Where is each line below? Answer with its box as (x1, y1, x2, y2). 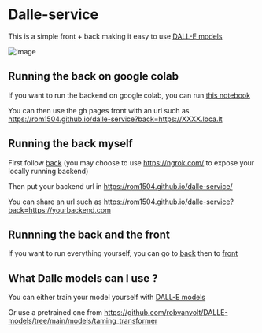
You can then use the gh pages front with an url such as (8, 105, 190, 115)
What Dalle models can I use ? (8, 272, 158, 285)
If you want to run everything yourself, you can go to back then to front (8, 249, 238, 258)
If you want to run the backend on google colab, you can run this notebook (8, 91, 250, 100)
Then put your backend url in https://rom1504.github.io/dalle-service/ (8, 181, 234, 191)
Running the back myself (8, 137, 134, 150)
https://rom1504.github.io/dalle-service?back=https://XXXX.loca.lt (8, 114, 223, 124)
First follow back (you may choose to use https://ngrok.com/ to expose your (8, 157, 255, 167)
